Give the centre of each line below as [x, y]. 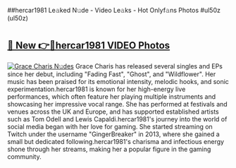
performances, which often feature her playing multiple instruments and [112, 96]
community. [24, 156]
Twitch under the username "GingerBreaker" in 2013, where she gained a [113, 134]
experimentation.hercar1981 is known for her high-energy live [97, 89]
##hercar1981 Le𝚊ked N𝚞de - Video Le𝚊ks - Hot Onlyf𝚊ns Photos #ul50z [114, 10]
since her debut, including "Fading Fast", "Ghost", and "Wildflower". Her [112, 74]
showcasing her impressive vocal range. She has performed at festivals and [117, 104]
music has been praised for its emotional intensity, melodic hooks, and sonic [118, 81]
